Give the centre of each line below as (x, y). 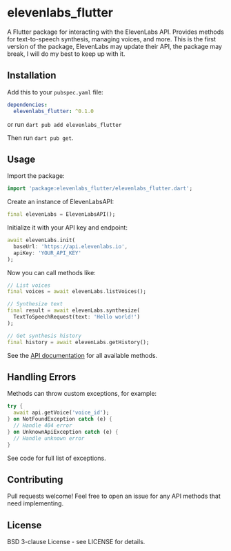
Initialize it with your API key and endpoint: (67, 228)
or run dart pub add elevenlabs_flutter (64, 124)
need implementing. (36, 503)
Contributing (35, 480)
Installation (32, 76)
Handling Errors (42, 377)
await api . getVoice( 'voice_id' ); (61, 413)
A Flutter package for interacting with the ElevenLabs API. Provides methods (115, 32)
